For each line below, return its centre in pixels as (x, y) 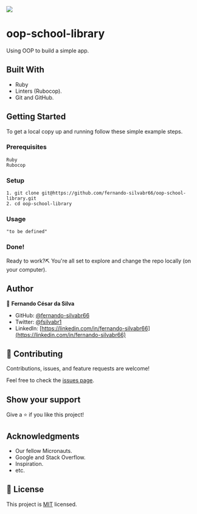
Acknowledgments (43, 436)
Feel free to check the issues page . (50, 380)
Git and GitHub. (34, 97)
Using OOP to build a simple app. (48, 50)
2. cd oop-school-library (39, 204)
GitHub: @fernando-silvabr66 (52, 315)
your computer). (26, 269)
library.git (21, 198)
